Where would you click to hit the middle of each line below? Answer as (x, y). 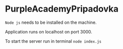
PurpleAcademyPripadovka (62, 9)
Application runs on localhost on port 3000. (49, 32)
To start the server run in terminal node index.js (53, 41)
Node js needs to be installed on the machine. (51, 22)
